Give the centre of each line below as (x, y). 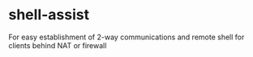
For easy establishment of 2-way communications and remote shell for (126, 37)
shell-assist (49, 15)
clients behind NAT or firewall (58, 45)
